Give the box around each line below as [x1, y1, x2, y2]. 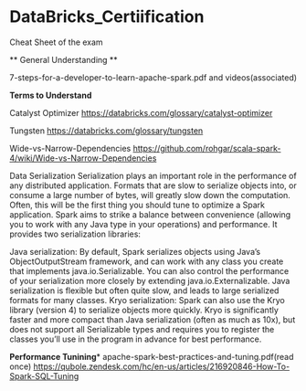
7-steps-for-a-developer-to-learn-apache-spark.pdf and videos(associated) [9, 71, 298, 83]
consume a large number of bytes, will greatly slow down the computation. [9, 189, 290, 200]
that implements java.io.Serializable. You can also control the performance [9, 265, 290, 276]
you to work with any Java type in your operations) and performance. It [9, 218, 278, 229]
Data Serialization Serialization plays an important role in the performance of [9, 170, 297, 181]
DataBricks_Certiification [9, 6, 205, 27]
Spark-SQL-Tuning [9, 370, 79, 381]
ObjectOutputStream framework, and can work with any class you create [9, 256, 284, 267]
